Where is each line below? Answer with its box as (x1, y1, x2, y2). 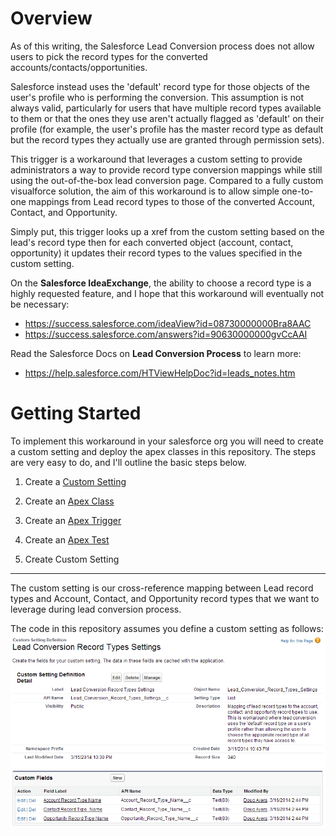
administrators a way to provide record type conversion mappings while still (10, 163, 323, 176)
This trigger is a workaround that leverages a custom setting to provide (10, 153, 303, 165)
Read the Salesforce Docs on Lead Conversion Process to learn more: (10, 347, 302, 359)
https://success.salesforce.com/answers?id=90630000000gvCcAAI (24, 328, 308, 340)
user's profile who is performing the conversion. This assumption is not (10, 91, 304, 103)
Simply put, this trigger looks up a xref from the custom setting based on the (10, 225, 325, 237)
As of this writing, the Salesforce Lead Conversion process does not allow (10, 40, 315, 52)
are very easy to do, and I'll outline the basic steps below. (10, 456, 247, 468)
